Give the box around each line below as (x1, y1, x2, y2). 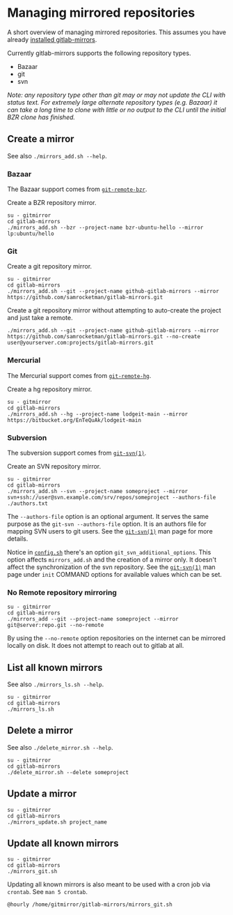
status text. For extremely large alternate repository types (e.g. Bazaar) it (7, 98, 218, 106)
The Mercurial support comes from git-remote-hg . (7, 371, 152, 379)
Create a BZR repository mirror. (7, 199, 97, 207)
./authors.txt (7, 500, 49, 507)
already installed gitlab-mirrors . (7, 35, 97, 43)
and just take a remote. (7, 314, 73, 322)
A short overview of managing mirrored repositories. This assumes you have (7, 28, 227, 36)
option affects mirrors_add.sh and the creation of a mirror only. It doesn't (7, 555, 217, 564)
